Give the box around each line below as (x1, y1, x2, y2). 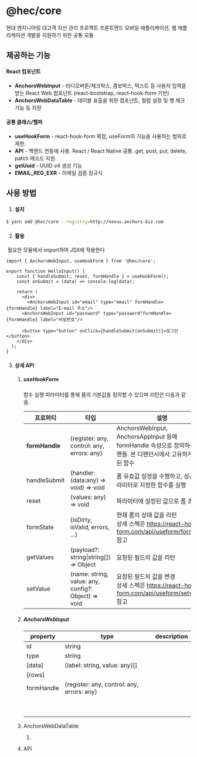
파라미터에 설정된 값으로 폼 (116, 497, 186, 505)
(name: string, (70, 570, 109, 578)
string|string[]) (70, 553, 111, 561)
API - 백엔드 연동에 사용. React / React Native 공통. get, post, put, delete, (14, 147, 187, 154)
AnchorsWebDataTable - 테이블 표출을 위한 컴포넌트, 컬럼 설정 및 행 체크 (14, 97, 185, 104)
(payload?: (70, 545, 100, 554)
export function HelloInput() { (6, 269, 85, 274)
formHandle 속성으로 (116, 441, 173, 449)
